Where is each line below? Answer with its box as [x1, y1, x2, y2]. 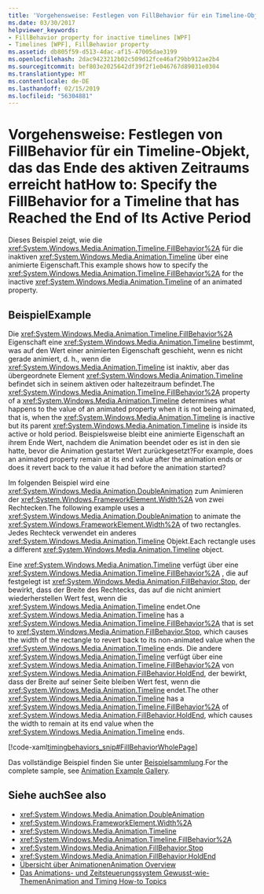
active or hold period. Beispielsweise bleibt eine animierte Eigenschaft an [8, 429, 245, 439]
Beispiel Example [8, 308, 92, 322]
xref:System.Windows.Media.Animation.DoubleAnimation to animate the [8, 512, 241, 521]
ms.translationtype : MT [8, 70, 86, 78]
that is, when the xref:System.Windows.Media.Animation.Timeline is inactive [8, 413, 255, 421]
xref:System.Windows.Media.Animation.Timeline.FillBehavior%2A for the [8, 269, 244, 278]
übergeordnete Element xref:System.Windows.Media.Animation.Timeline [8, 371, 244, 380]
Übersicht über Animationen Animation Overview [19, 859, 177, 869]
